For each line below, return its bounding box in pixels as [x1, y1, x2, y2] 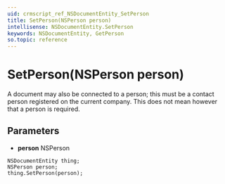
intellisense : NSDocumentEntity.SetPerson [7, 23, 134, 30]
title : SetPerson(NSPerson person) [7, 17, 112, 24]
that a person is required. [7, 105, 80, 113]
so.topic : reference [7, 37, 68, 44]
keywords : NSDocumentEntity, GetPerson [7, 29, 124, 37]
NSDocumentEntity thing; [7, 157, 80, 164]
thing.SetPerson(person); [7, 169, 83, 176]
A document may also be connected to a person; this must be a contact [7, 90, 214, 98]
